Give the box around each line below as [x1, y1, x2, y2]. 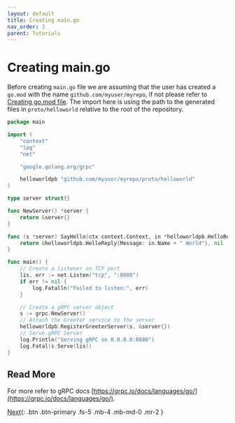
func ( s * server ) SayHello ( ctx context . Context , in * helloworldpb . [7, 233, 208, 240]
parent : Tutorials [7, 29, 61, 37]
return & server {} [20, 214, 71, 221]
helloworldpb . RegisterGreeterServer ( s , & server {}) [20, 323, 171, 330]
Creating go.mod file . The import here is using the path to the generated [7, 98, 215, 106]
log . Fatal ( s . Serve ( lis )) [20, 343, 92, 350]
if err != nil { [20, 278, 68, 285]
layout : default [7, 10, 55, 17]
